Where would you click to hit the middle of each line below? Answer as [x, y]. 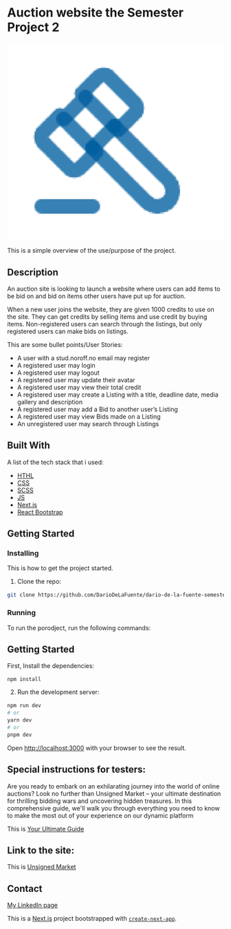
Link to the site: [41, 851]
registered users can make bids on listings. [68, 331]
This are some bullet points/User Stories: [65, 344]
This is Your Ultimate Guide [46, 828]
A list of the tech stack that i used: [56, 462]
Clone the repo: [39, 582]
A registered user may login [56, 365]
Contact [25, 889]
